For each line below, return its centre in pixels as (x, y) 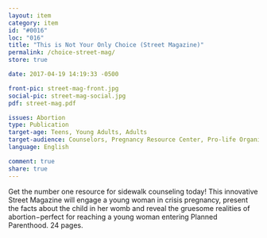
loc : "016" (26, 38)
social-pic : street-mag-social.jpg (67, 96)
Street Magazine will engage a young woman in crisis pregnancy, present (128, 200)
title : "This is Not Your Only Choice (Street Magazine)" (106, 45)
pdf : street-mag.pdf (43, 103)
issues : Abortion (37, 117)
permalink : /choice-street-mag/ (62, 52)
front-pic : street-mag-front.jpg (64, 88)
